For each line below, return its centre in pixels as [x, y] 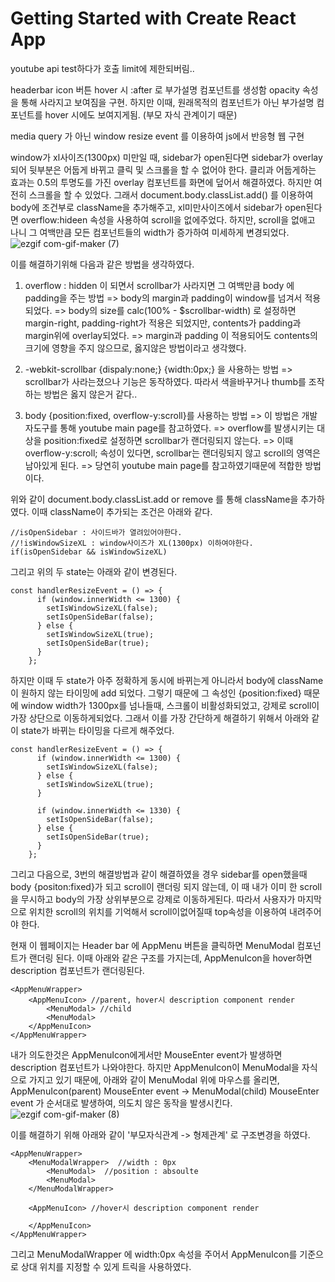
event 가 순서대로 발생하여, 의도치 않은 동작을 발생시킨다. [121, 1103]
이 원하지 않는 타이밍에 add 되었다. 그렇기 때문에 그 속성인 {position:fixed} [156, 693]
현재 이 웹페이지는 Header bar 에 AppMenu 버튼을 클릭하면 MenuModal [152, 945]
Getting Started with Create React [153, 18]
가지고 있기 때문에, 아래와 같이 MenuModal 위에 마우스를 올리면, [154, 1079]
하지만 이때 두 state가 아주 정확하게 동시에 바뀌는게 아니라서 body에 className [167, 680]
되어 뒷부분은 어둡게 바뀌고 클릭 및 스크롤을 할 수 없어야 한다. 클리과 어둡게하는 [163, 169]
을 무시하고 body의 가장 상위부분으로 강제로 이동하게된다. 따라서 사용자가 [153, 899]
